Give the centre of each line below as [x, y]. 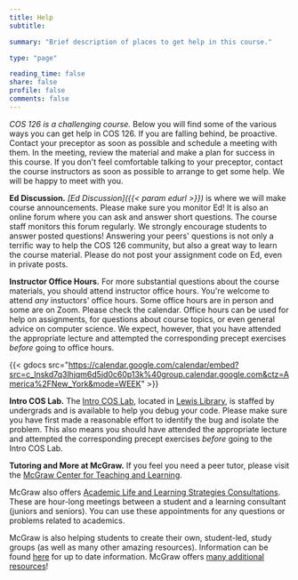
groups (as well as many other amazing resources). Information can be [139, 547]
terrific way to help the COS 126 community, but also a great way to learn [143, 245]
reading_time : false [48, 74]
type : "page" [33, 58]
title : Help [31, 17]
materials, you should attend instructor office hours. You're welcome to [139, 291]
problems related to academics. [67, 520]
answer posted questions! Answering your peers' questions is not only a [141, 236]
